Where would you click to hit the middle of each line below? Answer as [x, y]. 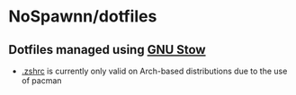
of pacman [41, 81]
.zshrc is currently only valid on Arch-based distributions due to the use [154, 71]
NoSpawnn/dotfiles [83, 17]
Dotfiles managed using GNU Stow [107, 50]
